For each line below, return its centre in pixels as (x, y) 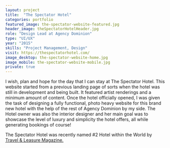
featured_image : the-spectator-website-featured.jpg (62, 24)
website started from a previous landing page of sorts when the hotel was (83, 87)
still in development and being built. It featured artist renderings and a (78, 92)
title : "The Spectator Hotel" (38, 15)
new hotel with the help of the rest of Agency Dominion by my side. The (80, 109)
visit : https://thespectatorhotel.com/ (48, 53)
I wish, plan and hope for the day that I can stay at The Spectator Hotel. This (85, 82)
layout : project (22, 10)
